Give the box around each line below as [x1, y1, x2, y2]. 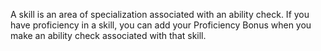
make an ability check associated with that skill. [10, 30, 207, 41]
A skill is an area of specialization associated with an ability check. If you [10, 9, 310, 20]
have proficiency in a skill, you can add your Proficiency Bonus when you [10, 19, 312, 31]
